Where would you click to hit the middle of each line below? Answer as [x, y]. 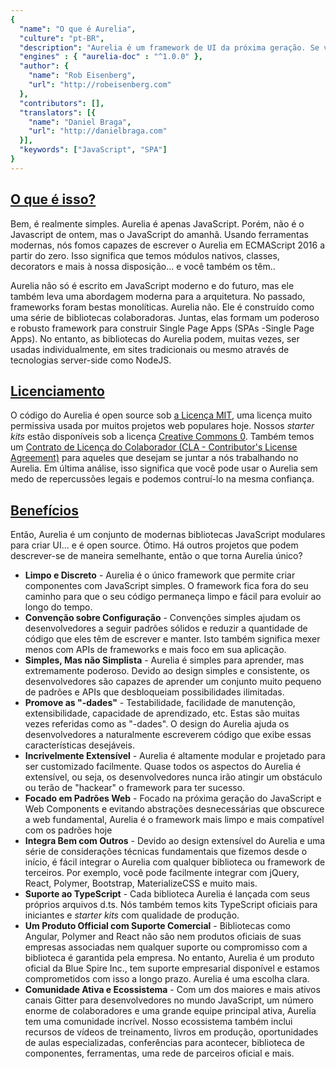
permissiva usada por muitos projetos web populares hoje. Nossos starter [162, 426]
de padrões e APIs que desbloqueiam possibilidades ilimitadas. [154, 692]
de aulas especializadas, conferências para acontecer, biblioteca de [164, 1043]
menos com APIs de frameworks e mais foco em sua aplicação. [155, 650]
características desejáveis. [79, 745]
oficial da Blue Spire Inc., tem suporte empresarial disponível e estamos [172, 968]
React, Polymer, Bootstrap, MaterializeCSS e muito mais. [141, 883]
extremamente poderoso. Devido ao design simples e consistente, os [167, 671]
